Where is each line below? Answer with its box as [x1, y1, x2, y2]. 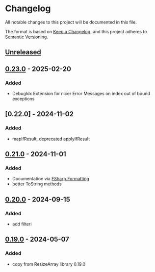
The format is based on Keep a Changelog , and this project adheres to [5, 28, 147, 34]
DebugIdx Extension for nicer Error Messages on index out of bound [12, 91, 151, 97]
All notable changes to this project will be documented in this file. [5, 19, 137, 25]
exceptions [12, 96, 35, 102]
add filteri [12, 221, 32, 227]
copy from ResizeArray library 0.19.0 [12, 261, 86, 267]
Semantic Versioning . [5, 34, 48, 40]
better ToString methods [12, 181, 62, 187]
